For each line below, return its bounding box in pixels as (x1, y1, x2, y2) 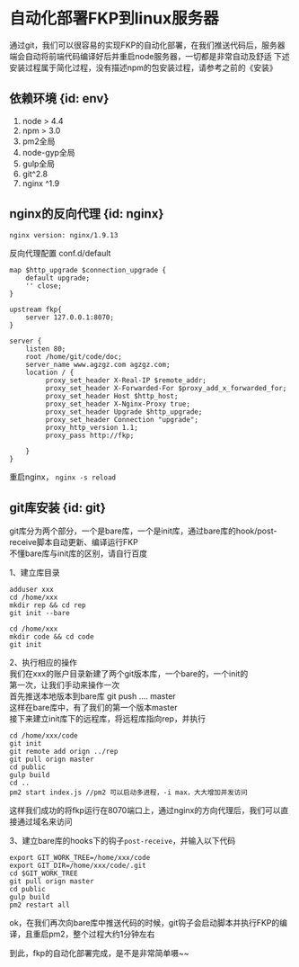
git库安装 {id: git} (9, 500, 106, 515)
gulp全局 (22, 158, 56, 169)
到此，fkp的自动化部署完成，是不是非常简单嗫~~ (9, 948, 189, 959)
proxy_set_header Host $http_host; (45, 391, 179, 400)
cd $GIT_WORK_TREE (9, 869, 78, 878)
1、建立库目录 (9, 568, 60, 578)
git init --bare (9, 609, 70, 618)
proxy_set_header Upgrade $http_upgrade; (45, 407, 203, 416)
